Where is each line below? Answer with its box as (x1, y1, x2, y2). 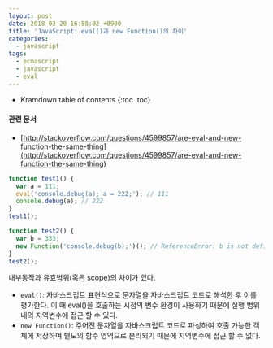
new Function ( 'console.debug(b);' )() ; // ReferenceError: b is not (15, 241, 249, 250)
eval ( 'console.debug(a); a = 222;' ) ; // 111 (15, 189, 169, 198)
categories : (8, 34, 49, 43)
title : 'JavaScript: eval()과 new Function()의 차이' (8, 27, 188, 35)
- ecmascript (15, 58, 60, 66)
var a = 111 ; (15, 182, 60, 190)
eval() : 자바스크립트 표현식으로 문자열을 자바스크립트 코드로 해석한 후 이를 (19, 290, 258, 300)
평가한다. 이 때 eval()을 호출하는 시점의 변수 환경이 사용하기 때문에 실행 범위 (19, 300, 260, 310)
